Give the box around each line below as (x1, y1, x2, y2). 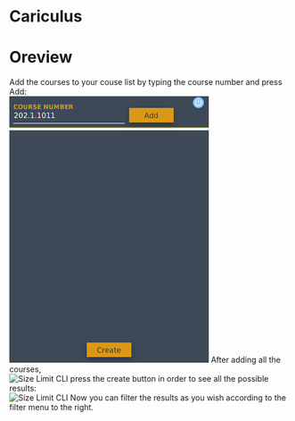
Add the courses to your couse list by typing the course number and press (9, 77, 283, 88)
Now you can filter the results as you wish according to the (70, 392, 287, 403)
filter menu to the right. (9, 402, 94, 413)
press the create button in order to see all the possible (70, 374, 269, 384)
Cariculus (9, 6, 83, 27)
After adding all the (210, 355, 281, 366)
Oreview (9, 47, 73, 68)
